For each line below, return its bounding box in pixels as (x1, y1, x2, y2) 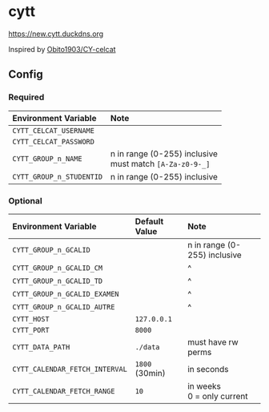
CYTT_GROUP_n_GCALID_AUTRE (12, 302, 115, 311)
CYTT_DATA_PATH (12, 342, 70, 351)
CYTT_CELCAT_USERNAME (12, 126, 94, 135)
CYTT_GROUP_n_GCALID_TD (12, 276, 103, 285)
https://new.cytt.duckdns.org (8, 29, 104, 38)
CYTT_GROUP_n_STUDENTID (12, 172, 103, 181)
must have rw (187, 336, 239, 347)
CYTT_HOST (12, 314, 50, 323)
